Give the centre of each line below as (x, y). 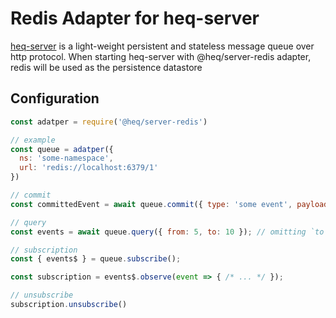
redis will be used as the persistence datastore (106, 67)
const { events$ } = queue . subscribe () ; (96, 259)
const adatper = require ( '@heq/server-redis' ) (109, 122)
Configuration (55, 98)
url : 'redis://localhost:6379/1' (89, 168)
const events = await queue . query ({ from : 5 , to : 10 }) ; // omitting (158, 232)
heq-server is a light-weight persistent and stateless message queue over (162, 46)
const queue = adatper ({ (62, 149)
